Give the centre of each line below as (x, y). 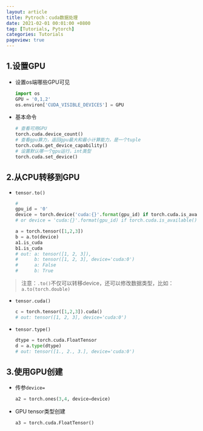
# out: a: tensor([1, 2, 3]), (53, 254)
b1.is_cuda (29, 248)
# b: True (34, 271)
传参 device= (30, 388)
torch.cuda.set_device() (46, 157)
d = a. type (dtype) (38, 346)
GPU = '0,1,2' (33, 99)
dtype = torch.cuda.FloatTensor (56, 340)
